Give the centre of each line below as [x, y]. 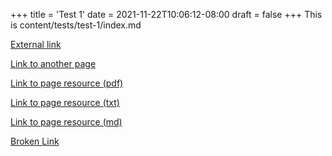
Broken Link [35, 141]
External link [36, 44]
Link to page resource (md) [66, 122]
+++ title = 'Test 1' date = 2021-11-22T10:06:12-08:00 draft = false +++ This [166, 14]
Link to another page [53, 63]
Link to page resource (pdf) [67, 83]
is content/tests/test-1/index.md [76, 25]
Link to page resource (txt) [65, 102]
